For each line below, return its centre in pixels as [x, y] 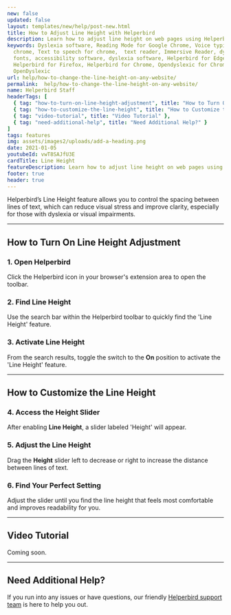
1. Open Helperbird [39, 262]
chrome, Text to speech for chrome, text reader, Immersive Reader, [115, 52]
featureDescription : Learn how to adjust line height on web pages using [115, 167]
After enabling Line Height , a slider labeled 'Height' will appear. [97, 427]
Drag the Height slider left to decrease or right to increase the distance [108, 460]
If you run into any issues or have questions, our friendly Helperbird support [114, 597]
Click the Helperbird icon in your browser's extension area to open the [107, 277]
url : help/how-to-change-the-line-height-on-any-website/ [92, 77]
